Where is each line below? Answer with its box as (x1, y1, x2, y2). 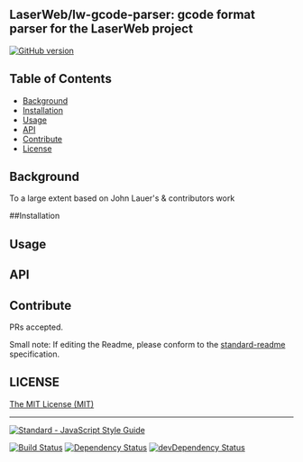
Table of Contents (9, 71, 113, 86)
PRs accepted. (9, 322, 64, 332)
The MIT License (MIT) (9, 398, 95, 409)
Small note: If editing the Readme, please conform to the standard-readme (9, 340, 286, 350)
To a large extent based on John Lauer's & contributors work (9, 193, 235, 204)
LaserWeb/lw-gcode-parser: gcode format (9, 7, 255, 23)
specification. (9, 349, 60, 359)
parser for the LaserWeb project (9, 22, 194, 37)
